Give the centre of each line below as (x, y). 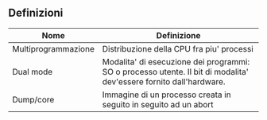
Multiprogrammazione (54, 48)
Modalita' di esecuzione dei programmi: (176, 61)
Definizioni (36, 13)
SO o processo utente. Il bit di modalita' (175, 72)
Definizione (178, 35)
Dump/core (33, 99)
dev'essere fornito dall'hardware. (164, 81)
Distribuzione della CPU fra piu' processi (178, 48)
